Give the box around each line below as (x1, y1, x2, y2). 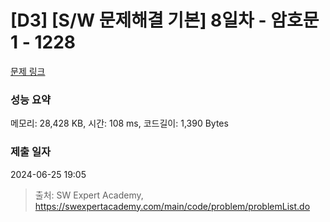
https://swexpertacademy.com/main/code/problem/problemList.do (34, 200, 311, 212)
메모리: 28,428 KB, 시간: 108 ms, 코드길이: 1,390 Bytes (10, 117, 229, 130)
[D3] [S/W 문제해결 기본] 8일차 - (10, 9, 267, 32)
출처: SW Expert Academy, (34, 189, 144, 201)
